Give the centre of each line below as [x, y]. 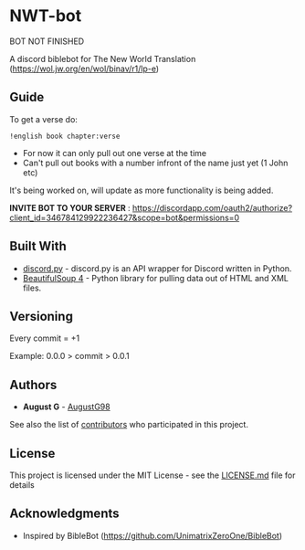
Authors [33, 385]
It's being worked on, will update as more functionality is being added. [142, 190]
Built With [38, 246]
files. [32, 288]
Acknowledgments [65, 514]
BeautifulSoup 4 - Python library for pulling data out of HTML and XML [156, 278]
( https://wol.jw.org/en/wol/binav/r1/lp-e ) [84, 69]
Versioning [41, 316]
